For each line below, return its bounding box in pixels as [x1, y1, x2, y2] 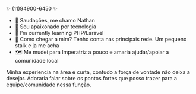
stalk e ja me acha [14, 42, 59, 49]
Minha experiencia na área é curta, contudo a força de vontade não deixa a [6, 69, 190, 76]
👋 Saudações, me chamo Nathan [14, 17, 95, 24]
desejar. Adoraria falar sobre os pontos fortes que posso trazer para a [6, 75, 177, 82]
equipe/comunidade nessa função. [6, 81, 92, 88]
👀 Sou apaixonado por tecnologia [14, 23, 97, 30]
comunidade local [14, 57, 59, 64]
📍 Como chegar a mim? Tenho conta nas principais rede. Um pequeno [14, 35, 187, 43]
